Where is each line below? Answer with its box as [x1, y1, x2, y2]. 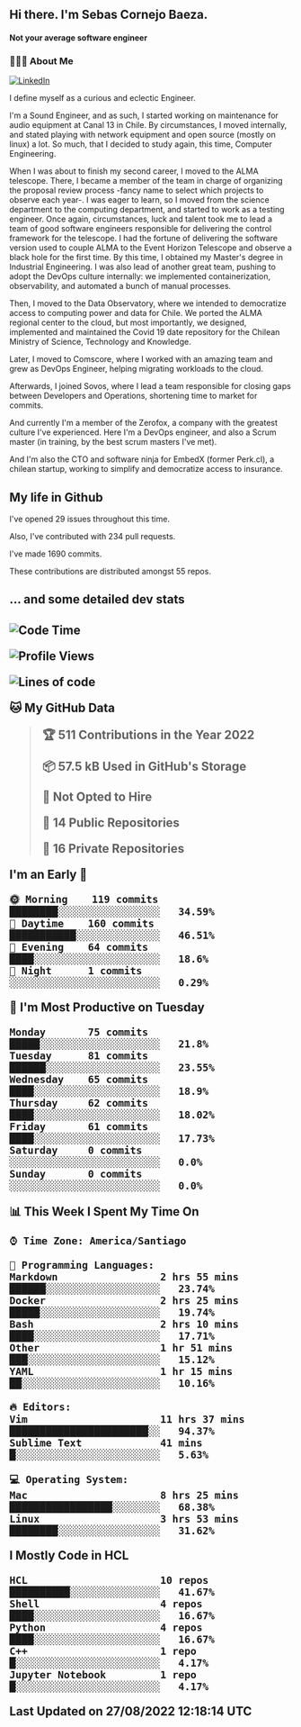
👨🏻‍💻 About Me [9, 54, 74, 67]
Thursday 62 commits [9, 1096, 149, 1109]
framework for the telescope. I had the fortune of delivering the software [9, 233, 279, 244]
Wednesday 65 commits [9, 1072, 149, 1086]
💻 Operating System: [9, 1472, 128, 1486]
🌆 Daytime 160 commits [9, 917, 155, 930]
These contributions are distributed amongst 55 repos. [9, 566, 211, 577]
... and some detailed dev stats [9, 592, 185, 607]
